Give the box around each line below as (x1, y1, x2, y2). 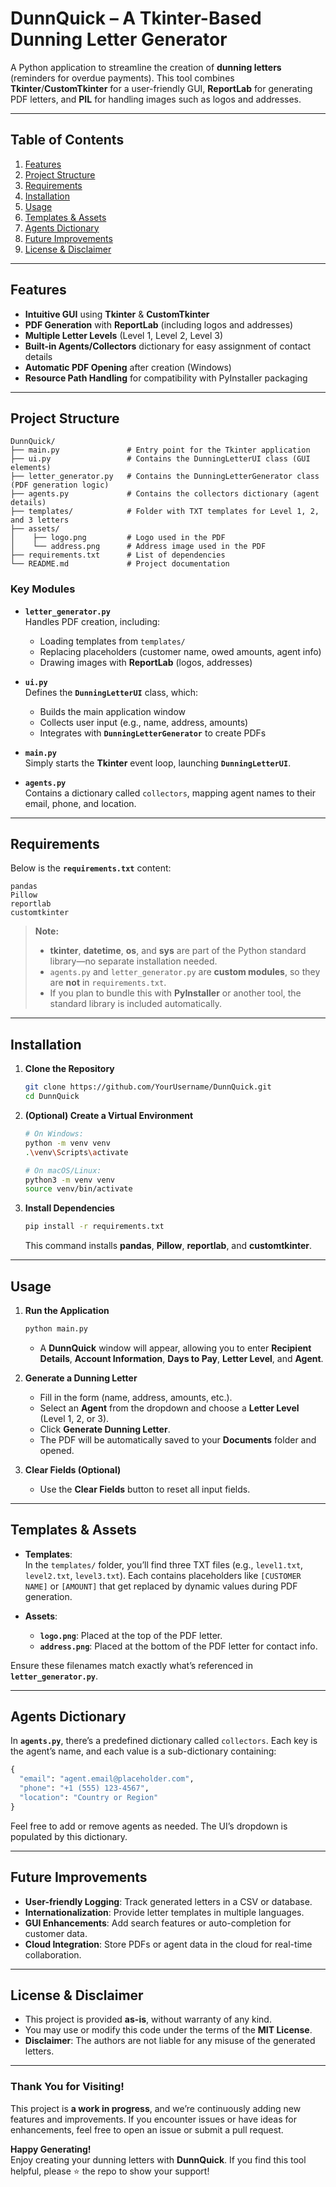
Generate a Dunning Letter (24, 1372, 138, 1384)
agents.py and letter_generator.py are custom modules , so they (49, 966, 321, 978)
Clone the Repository (24, 1063, 115, 1075)
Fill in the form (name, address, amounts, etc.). (39, 1391, 233, 1403)
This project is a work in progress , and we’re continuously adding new (10, 2102, 302, 2114)
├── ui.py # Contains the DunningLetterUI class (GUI (10, 454, 311, 464)
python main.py (24, 1323, 89, 1334)
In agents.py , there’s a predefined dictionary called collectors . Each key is (10, 1735, 318, 1747)
